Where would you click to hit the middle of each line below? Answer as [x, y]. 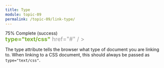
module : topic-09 [23, 14]
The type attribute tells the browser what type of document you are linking [82, 49]
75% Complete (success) [31, 33]
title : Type [18, 10]
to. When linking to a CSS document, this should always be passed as [77, 55]
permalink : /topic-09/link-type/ [40, 19]
